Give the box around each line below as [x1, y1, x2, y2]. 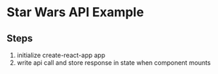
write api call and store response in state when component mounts [16, 58, 211, 67]
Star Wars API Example [6, 4, 144, 20]
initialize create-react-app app [16, 51, 106, 59]
